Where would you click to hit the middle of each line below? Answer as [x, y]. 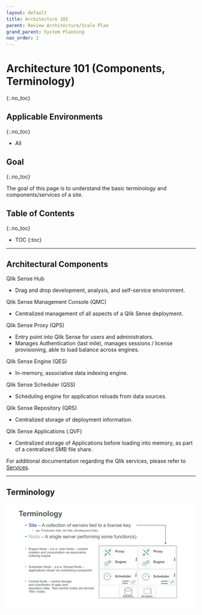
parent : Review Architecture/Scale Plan [58, 25]
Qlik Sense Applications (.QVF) [44, 431]
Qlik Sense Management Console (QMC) [57, 302]
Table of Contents [41, 214]
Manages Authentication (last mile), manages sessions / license [94, 344]
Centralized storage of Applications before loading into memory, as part [104, 443]
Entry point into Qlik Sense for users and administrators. [84, 337]
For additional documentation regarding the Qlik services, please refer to [96, 461]
